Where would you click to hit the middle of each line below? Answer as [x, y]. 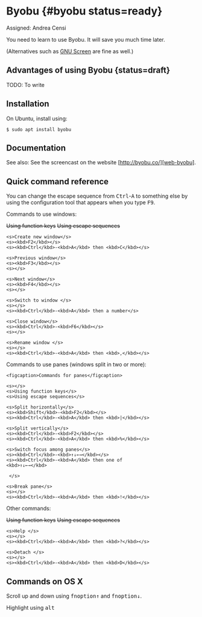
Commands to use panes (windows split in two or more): [76, 364]
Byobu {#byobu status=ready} [84, 11]
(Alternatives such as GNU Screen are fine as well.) [70, 51]
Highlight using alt [30, 608]
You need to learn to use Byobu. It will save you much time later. [86, 39]
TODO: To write [26, 85]
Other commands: [29, 508]
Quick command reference [58, 182]
